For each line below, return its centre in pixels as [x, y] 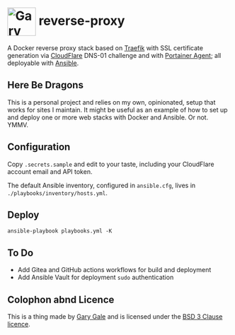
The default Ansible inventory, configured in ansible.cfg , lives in [102, 185]
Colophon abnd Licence [61, 299]
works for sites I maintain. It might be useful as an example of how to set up [117, 110]
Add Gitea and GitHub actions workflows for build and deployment [114, 270]
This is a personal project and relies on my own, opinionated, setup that [111, 102]
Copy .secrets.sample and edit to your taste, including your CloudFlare [111, 164]
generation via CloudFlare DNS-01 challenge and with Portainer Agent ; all [114, 55]
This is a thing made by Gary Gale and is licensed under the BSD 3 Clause [115, 317]
